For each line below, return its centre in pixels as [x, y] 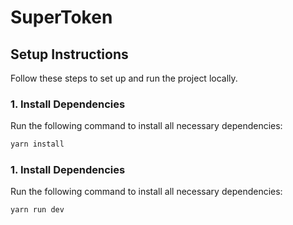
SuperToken [61, 17]
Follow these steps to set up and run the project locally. [124, 78]
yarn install [37, 144]
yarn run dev [37, 210]
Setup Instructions [69, 54]
